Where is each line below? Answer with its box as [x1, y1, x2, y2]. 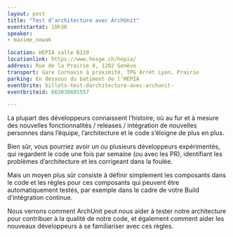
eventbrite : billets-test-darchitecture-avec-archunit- [7, 82, 174, 89]
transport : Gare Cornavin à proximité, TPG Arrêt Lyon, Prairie [7, 68, 199, 76]
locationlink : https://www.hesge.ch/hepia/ [7, 56, 137, 63]
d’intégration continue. [7, 193, 73, 202]
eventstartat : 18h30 [7, 23, 68, 30]
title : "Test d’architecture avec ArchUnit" [7, 17, 140, 24]
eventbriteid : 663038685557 [7, 89, 90, 96]
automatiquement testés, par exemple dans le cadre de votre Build [7, 186, 200, 194]
